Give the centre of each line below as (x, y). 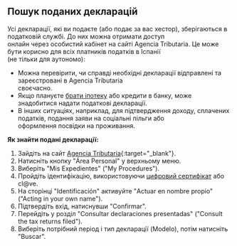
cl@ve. (28, 183)
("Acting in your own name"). (60, 198)
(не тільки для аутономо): (46, 59)
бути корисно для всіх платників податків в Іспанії (84, 51)
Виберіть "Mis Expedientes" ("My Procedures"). (89, 168)
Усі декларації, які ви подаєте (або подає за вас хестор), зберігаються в (117, 28)
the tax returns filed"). (50, 221)
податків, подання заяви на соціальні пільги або (91, 118)
